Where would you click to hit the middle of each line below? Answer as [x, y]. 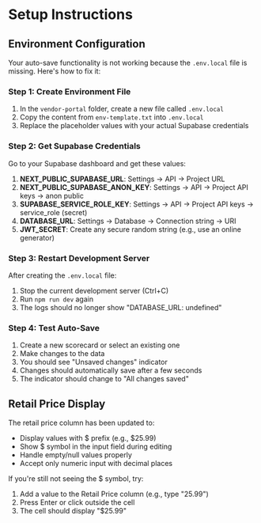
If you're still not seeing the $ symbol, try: [76, 479]
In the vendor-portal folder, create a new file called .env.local [121, 109]
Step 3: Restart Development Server [79, 258]
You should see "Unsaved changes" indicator [93, 362]
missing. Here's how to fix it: [55, 71]
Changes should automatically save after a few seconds [111, 370]
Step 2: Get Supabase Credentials [74, 146]
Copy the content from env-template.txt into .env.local [112, 117]
